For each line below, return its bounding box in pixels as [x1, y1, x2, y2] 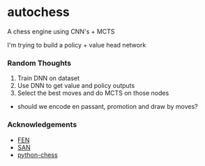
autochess [7, 4, 70, 20]
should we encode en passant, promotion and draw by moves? [17, 103, 199, 111]
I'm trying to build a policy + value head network [7, 40, 146, 49]
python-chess [17, 151, 58, 159]
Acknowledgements [7, 120, 77, 130]
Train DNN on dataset [17, 74, 80, 82]
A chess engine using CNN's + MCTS [7, 27, 115, 36]
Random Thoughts [7, 58, 72, 68]
